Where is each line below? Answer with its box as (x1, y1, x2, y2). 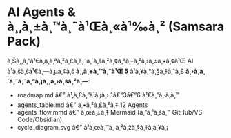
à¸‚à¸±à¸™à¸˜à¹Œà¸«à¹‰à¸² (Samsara (7, 19, 225, 34)
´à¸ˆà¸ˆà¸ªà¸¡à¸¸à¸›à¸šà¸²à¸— (7, 77, 88, 85)
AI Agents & (7, 4, 76, 20)
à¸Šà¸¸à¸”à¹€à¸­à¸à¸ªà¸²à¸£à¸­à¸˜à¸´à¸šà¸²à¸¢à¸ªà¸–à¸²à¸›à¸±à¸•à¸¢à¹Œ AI (7, 57, 194, 65)
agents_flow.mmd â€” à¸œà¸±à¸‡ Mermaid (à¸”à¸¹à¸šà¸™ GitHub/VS (17, 108, 203, 116)
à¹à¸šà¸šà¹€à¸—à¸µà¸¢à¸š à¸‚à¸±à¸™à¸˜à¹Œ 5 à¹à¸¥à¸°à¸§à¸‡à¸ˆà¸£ (7, 67, 184, 75)
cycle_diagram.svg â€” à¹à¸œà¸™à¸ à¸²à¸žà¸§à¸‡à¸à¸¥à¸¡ (17, 123, 169, 131)
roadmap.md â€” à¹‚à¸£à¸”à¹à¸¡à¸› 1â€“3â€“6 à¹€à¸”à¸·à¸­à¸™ (17, 90, 180, 99)
